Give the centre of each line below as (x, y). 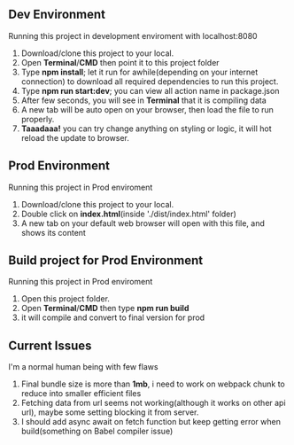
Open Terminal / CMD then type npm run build (105, 308)
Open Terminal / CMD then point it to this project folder (120, 62)
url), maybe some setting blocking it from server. (110, 412)
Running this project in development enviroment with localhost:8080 (133, 35)
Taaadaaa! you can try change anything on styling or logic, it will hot (146, 129)
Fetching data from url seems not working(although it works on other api (153, 403)
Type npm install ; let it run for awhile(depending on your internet (139, 72)
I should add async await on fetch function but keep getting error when (151, 422)
